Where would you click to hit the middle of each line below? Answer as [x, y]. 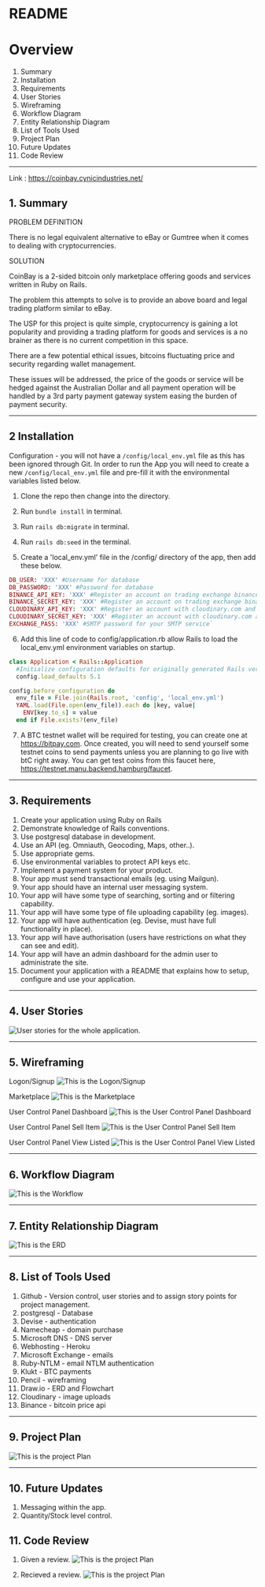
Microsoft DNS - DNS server [66, 1338]
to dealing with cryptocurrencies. [63, 245]
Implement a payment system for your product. [97, 870]
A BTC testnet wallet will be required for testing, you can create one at [134, 735]
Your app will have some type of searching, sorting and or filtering [127, 895]
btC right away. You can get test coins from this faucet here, [118, 760]
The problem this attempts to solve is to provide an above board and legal [128, 300]
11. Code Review [49, 1540]
